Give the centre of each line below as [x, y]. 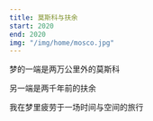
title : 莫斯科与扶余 [44, 17]
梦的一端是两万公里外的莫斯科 [64, 69]
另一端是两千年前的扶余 [53, 88]
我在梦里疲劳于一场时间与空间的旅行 [76, 108]
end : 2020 [28, 34]
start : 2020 [31, 26]
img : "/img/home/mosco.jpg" [62, 43]
